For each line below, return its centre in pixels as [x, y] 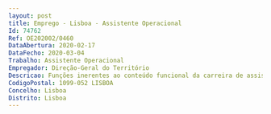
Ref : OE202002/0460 [41, 38]
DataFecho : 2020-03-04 [46, 53]
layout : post [30, 16]
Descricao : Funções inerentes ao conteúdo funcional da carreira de [126, 75]
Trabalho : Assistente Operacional [67, 61]
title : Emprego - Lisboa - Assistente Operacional [95, 23]
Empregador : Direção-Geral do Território [79, 68]
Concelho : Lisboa [38, 90]
